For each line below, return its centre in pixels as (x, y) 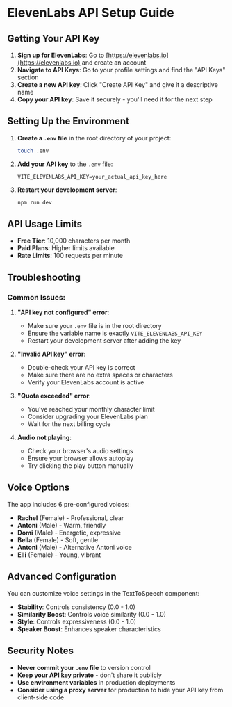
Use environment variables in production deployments (96, 682)
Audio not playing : (44, 438)
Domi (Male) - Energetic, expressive (69, 533)
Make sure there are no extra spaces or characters (100, 375)
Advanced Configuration (62, 577)
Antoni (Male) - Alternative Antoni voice (74, 547)
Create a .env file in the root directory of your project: (94, 138)
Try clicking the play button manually (80, 466)
